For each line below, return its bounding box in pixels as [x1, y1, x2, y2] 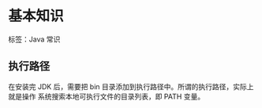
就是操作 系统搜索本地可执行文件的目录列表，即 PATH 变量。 [8, 92, 205, 101]
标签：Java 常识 [8, 34, 61, 44]
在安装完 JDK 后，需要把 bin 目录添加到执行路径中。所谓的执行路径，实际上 [8, 81, 254, 91]
